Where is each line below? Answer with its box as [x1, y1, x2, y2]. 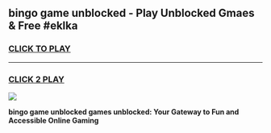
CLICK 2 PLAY [8, 73, 65, 85]
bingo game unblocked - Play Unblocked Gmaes [8, 6, 255, 20]
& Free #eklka [8, 19, 78, 33]
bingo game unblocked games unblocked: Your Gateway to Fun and [8, 106, 240, 116]
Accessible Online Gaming [8, 115, 99, 125]
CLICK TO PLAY [8, 44, 71, 55]
